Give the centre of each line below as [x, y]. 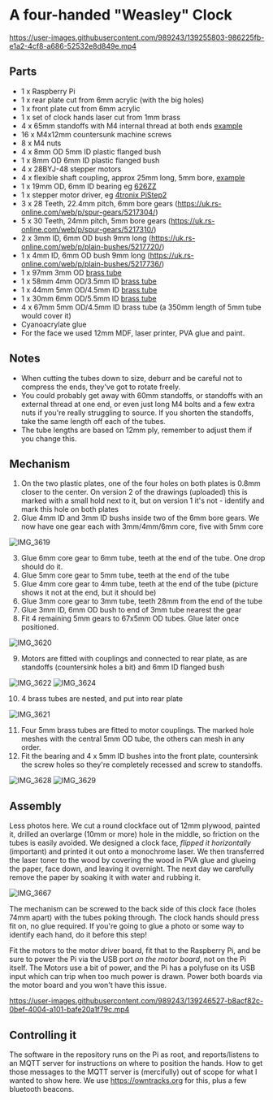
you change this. [49, 438]
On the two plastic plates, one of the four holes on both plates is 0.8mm [141, 483]
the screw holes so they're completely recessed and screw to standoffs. [142, 764]
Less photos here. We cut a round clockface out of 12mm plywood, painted [135, 825]
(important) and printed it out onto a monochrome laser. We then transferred [137, 851]
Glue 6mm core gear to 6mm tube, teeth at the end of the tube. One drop [143, 558]
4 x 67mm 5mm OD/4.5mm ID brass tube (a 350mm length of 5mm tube [141, 307]
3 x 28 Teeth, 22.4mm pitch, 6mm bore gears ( [99, 203]
